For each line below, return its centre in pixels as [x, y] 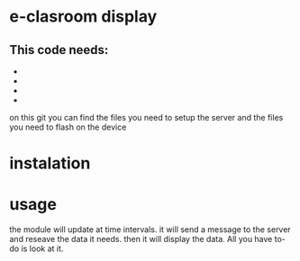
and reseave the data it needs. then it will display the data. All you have [141, 239]
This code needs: [59, 50]
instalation [50, 163]
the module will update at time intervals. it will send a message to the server [150, 229]
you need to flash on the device [68, 127]
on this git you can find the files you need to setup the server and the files [146, 117]
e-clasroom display [83, 17]
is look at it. [42, 248]
